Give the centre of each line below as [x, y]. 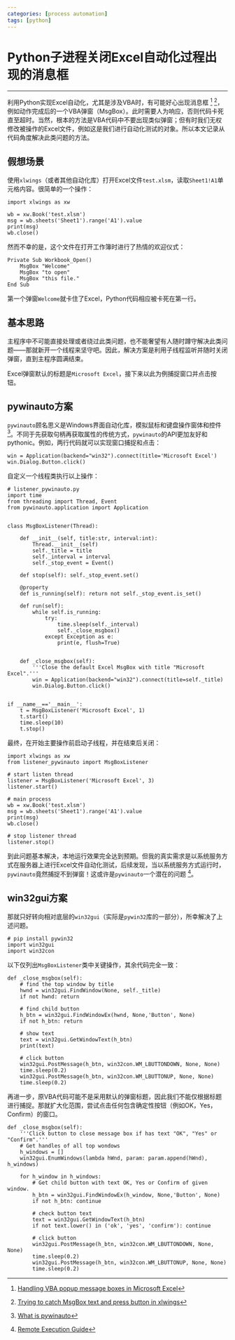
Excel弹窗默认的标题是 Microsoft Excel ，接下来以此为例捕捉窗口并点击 [109, 374]
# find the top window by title [67, 984]
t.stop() [33, 729]
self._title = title [62, 551]
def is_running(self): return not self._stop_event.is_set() [111, 594]
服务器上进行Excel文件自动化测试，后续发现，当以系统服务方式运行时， [122, 865]
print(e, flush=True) [88, 643]
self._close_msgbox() [88, 631]
